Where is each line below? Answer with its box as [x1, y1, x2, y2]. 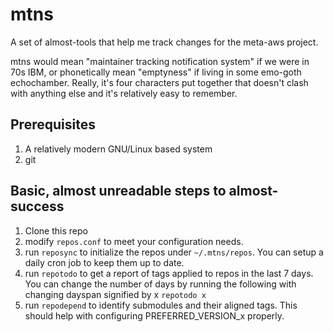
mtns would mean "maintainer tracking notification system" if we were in [10, 55, 310, 67]
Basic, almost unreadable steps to [10, 183, 227, 200]
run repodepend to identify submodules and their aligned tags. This [24, 299, 298, 311]
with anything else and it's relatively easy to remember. [10, 87, 238, 99]
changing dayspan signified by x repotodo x [24, 288, 207, 300]
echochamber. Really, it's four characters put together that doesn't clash [10, 76, 309, 88]
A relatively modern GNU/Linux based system [24, 143, 213, 155]
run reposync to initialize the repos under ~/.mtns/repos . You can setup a [24, 246, 324, 258]
